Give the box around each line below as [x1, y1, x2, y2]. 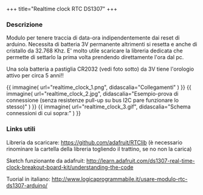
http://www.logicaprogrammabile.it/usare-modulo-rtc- [51, 175, 188, 182]
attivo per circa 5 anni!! [6, 72, 64, 79]
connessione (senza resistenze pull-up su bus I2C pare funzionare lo [6, 97, 179, 104]
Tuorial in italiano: [6, 175, 50, 182]
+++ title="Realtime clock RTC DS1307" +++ [6, 5, 117, 12]
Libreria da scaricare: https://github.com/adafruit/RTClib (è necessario [6, 138, 183, 146]
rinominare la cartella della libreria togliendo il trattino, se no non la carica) [6, 145, 192, 152]
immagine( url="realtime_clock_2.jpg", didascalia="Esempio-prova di [6, 90, 179, 97]
